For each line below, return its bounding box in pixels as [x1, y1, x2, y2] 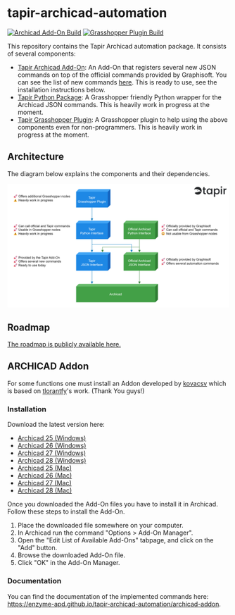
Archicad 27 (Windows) [17, 449, 87, 457]
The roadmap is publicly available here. [7, 340, 121, 349]
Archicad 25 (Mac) [17, 464, 72, 473]
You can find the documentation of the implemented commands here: [7, 592, 209, 600]
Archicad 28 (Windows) [17, 456, 87, 465]
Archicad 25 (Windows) [17, 434, 87, 442]
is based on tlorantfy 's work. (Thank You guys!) [7, 386, 145, 395]
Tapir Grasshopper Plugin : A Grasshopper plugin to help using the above [17, 115, 229, 124]
